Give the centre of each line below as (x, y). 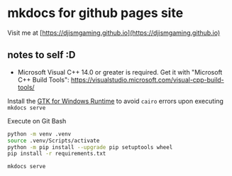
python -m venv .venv (39, 134)
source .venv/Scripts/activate (54, 141)
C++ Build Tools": (43, 79)
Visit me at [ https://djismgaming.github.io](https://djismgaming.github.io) (114, 33)
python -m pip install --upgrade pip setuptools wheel (90, 147)
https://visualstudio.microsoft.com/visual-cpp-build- (148, 79)
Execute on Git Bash (37, 121)
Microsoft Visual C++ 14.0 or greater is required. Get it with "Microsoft (120, 72)
